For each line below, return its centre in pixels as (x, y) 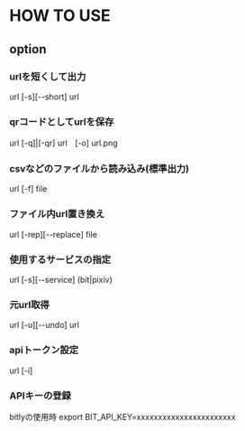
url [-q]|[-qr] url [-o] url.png (64, 143)
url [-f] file (28, 189)
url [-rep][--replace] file (53, 234)
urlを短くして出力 (48, 76)
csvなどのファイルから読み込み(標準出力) (100, 169)
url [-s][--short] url (44, 97)
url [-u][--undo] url (44, 325)
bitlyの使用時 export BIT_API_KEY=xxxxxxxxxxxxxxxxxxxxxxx (122, 417)
